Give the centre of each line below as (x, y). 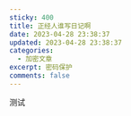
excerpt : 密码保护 (41, 68)
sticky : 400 (31, 17)
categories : (31, 51)
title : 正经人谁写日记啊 (50, 26)
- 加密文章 (35, 59)
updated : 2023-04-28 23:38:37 (66, 42)
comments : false (39, 76)
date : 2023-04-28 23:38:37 (60, 34)
